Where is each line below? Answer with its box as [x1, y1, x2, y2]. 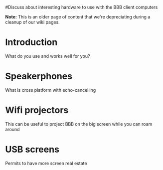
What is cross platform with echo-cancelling [5, 87, 96, 93]
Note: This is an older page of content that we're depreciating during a [5, 14, 151, 19]
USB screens [5, 144, 60, 155]
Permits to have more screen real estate [5, 160, 87, 166]
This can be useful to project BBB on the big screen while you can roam [5, 121, 153, 127]
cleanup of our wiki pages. [5, 19, 60, 25]
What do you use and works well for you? [5, 53, 90, 59]
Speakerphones [5, 71, 73, 82]
